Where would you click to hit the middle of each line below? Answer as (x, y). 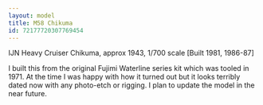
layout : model (32, 16)
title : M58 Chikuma (41, 23)
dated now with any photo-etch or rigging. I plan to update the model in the (131, 85)
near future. (28, 94)
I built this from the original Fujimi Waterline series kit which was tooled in (129, 68)
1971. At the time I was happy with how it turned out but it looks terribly (124, 77)
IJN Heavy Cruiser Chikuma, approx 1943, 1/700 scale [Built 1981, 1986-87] (131, 53)
